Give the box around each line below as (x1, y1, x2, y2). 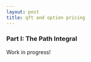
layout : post (6, 9, 39, 15)
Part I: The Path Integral (6, 35, 78, 43)
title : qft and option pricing (6, 15, 86, 21)
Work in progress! (6, 48, 51, 55)
